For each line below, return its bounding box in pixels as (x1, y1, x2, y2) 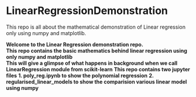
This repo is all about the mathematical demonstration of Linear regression (6, 23, 186, 30)
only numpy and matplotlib (6, 53, 73, 60)
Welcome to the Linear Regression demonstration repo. (6, 41, 143, 48)
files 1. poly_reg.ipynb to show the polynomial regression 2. (6, 72, 154, 79)
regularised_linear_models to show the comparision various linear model (6, 78, 187, 85)
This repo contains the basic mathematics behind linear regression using (6, 47, 187, 54)
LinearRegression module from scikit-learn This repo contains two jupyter (6, 65, 190, 72)
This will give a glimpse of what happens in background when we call (6, 60, 178, 67)
